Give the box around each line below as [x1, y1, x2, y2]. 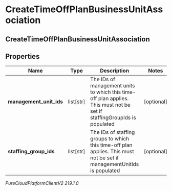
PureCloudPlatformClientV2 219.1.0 [5, 180, 79, 186]
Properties [5, 52, 40, 61]
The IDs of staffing [90, 129, 135, 136]
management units [90, 82, 135, 89]
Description [99, 67, 130, 75]
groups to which [90, 135, 130, 142]
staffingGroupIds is [90, 114, 137, 121]
